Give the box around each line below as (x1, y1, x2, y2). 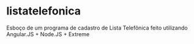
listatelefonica (6, 4, 81, 18)
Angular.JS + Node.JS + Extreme (6, 30, 90, 37)
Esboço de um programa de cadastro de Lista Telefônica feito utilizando (6, 24, 188, 31)
